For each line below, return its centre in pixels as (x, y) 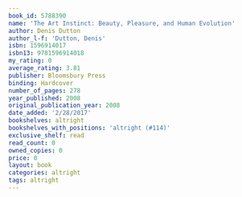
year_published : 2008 (45, 98)
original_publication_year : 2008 (64, 105)
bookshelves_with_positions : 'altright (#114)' (90, 128)
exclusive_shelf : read (46, 135)
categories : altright (45, 173)
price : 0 (23, 158)
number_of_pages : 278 (45, 90)
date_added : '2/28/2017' (50, 113)
